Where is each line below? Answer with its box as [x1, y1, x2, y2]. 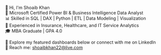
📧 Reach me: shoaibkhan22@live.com [5, 45, 83, 50]
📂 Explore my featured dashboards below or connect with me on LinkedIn [5, 39, 156, 45]
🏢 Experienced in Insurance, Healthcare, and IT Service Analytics [5, 23, 139, 28]
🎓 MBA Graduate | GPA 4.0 [5, 28, 62, 34]
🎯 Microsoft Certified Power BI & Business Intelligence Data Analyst [5, 10, 144, 16]
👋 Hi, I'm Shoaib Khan [5, 5, 50, 10]
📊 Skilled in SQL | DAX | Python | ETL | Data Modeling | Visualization [5, 15, 146, 21]
